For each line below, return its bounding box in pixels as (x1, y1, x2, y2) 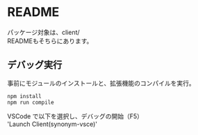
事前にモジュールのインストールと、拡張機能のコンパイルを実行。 (7, 79, 196, 87)
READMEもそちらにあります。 (7, 36, 93, 45)
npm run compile (7, 99, 54, 106)
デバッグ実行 (7, 59, 63, 71)
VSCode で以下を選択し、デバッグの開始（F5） (7, 112, 144, 120)
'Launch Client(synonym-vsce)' (7, 120, 97, 128)
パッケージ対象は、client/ (7, 28, 80, 36)
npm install (7, 93, 42, 100)
